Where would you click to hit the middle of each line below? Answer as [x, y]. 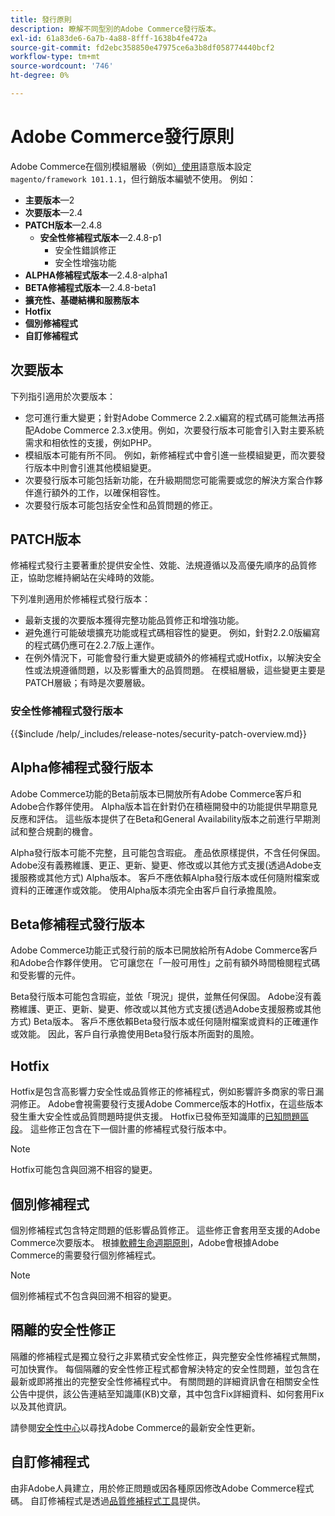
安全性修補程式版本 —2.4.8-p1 [100, 237]
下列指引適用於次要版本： [63, 396]
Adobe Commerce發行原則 [122, 137]
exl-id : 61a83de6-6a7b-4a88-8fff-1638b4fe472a [109, 38]
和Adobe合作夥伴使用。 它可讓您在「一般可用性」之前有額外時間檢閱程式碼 [165, 963]
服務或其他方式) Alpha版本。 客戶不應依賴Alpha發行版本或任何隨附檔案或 [169, 877]
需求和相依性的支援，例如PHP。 [91, 442]
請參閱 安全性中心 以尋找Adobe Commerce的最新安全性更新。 [135, 1427]
